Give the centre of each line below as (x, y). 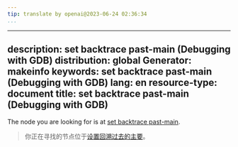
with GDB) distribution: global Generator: (100, 61)
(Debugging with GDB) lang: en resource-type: (112, 83)
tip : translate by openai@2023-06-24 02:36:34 (77, 14)
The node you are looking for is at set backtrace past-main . (94, 122)
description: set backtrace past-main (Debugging (119, 49)
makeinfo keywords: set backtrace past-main (110, 72)
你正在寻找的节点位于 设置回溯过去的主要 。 (87, 136)
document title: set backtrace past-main (98, 94)
